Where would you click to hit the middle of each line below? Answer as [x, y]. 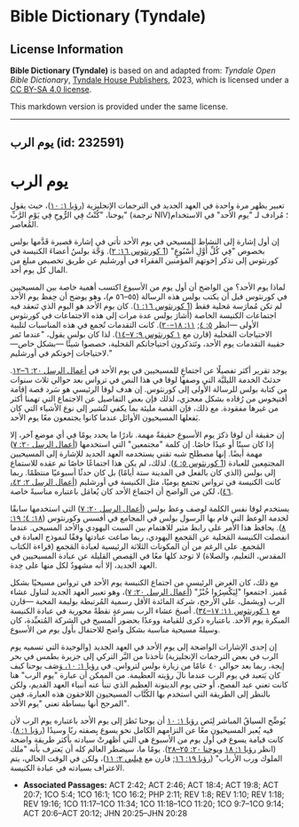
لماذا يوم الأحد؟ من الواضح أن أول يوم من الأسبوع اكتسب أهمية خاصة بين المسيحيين [148, 287]
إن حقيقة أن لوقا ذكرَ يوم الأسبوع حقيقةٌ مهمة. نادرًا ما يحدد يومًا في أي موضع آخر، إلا [147, 435]
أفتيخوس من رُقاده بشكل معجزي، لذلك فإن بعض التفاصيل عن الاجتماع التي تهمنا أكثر [149, 399]
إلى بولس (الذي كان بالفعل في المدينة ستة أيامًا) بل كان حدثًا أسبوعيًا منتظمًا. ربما [143, 473]
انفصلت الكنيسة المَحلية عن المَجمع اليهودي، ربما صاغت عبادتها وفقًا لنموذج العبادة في [150, 537]
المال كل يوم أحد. [39, 270]
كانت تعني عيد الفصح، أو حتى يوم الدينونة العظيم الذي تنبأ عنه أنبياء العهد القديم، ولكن [149, 685]
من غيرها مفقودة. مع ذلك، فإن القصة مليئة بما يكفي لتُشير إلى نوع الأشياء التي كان [144, 408]
